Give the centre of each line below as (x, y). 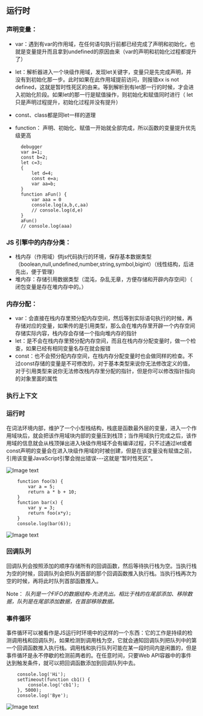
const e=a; (45, 178)
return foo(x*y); (50, 513)
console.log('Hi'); (42, 675)
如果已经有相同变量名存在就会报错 (68, 349)
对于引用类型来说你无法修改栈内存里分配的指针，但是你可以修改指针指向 (105, 371)
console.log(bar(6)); (44, 524)
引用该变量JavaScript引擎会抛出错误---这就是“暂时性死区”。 (81, 458)
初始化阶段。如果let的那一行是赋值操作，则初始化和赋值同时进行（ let (107, 94)
